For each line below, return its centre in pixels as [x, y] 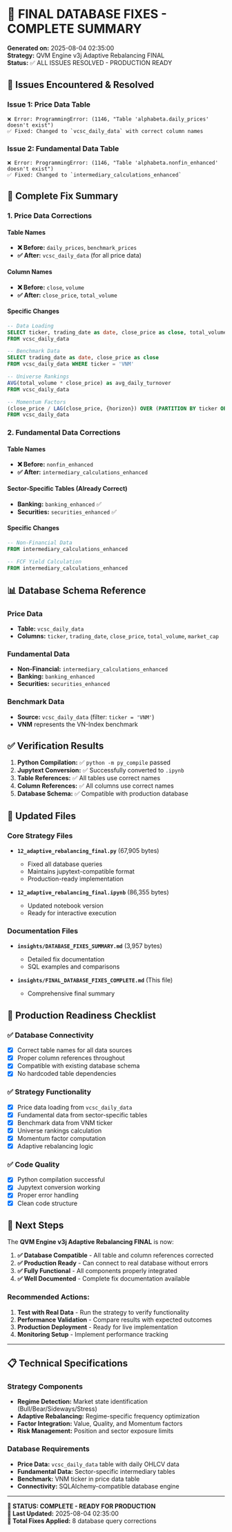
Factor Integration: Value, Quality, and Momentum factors [100, 1424]
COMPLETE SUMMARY [75, 29]
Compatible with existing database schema [78, 1066]
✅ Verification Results [56, 746]
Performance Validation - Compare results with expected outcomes [115, 1319]
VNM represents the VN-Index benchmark [77, 724]
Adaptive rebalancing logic [55, 1146]
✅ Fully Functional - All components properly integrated [97, 1271]
